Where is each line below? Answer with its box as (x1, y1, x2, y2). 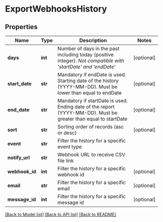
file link (57, 158, 74, 164)
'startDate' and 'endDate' (57, 63, 115, 70)
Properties (5, 23, 38, 31)
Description (79, 37, 107, 44)
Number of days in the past (57, 45, 120, 52)
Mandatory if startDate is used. (57, 97, 128, 104)
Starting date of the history (57, 78, 119, 84)
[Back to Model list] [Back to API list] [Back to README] (5, 212, 116, 217)
